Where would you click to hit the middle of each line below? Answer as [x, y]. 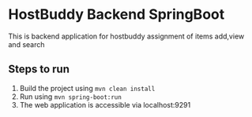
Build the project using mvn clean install [87, 88]
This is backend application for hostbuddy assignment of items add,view [126, 36]
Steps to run [39, 69]
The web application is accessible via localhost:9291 [105, 104]
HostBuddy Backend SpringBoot [117, 15]
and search [26, 44]
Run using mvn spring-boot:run [71, 97]
